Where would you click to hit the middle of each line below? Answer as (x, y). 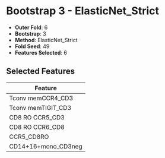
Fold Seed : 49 (32, 46)
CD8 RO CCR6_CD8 (37, 127)
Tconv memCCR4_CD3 (41, 98)
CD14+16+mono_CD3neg (46, 146)
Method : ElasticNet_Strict (46, 40)
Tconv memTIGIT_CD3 (40, 108)
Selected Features (41, 72)
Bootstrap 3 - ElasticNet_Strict (82, 11)
